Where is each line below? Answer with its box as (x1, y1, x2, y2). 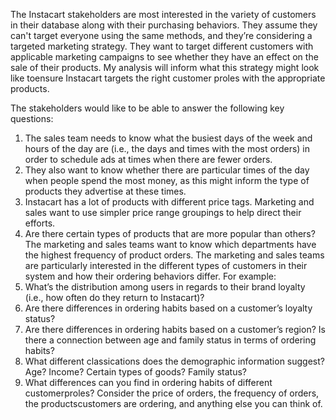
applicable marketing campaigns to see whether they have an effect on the (10, 51, 319, 63)
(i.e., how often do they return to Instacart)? (24, 292, 205, 303)
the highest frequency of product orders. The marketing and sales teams (24, 249, 325, 261)
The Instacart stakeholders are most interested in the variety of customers (10, 9, 317, 20)
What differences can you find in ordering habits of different (24, 377, 273, 388)
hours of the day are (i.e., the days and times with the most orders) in (24, 143, 310, 154)
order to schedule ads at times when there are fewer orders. (24, 154, 273, 165)
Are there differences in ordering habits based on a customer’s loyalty (24, 302, 313, 314)
